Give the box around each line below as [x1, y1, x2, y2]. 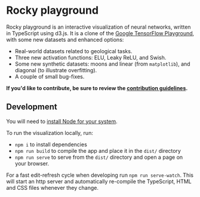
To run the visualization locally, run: [6, 129, 94, 136]
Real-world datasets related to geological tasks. [14, 47, 133, 54]
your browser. [14, 159, 50, 167]
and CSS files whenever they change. [6, 184, 99, 191]
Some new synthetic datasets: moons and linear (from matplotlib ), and [14, 60, 190, 67]
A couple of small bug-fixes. [14, 73, 85, 80]
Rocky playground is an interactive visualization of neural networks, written [6, 23, 191, 30]
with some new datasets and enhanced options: [6, 36, 124, 43]
